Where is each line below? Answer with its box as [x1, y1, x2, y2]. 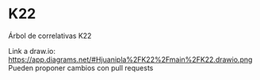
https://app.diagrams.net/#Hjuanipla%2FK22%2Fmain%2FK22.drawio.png [8, 55, 253, 64]
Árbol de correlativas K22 [8, 31, 92, 40]
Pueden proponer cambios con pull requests [8, 63, 154, 72]
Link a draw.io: [8, 46, 55, 55]
